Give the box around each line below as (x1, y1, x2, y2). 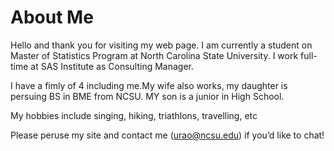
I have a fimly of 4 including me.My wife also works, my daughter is (10, 79, 288, 91)
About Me (10, 6, 94, 29)
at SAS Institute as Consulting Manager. (30, 60, 194, 72)
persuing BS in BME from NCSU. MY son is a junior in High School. (10, 90, 285, 102)
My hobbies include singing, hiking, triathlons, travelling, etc (10, 109, 258, 121)
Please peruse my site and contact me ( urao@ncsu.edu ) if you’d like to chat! (10, 129, 325, 141)
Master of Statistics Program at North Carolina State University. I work (10, 49, 299, 61)
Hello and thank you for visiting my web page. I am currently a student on (10, 39, 313, 51)
